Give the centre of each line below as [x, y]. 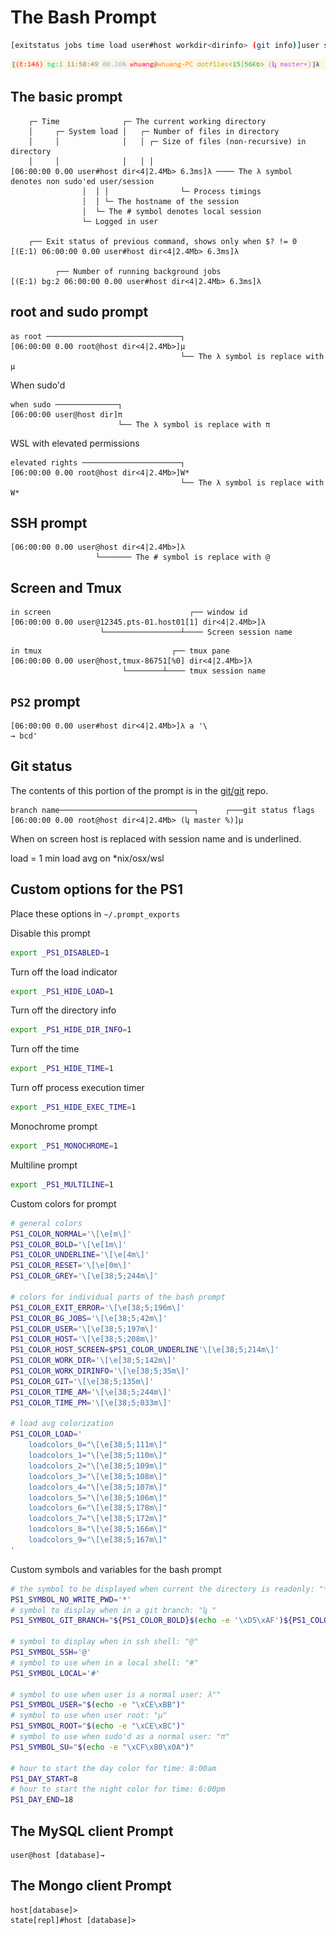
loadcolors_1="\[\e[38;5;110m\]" [98, 1456]
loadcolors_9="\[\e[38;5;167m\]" [98, 1540]
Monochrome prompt [54, 1127]
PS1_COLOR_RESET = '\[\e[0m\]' [71, 1266]
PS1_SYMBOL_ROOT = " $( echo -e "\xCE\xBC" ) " [98, 1726]
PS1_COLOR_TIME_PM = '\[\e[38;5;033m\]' [91, 1402]
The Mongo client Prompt [91, 1886]
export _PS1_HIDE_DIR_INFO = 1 [71, 1030]
